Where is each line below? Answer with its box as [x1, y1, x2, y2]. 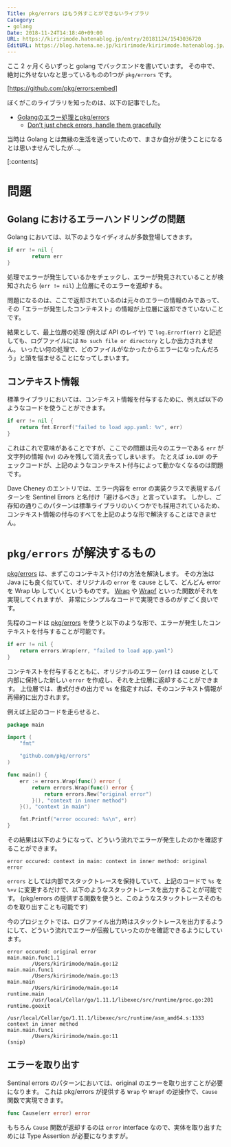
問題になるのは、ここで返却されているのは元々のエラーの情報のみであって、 [7, 296, 223, 304]
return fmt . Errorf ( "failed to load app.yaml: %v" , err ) [19, 424, 184, 431]
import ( [7, 734, 32, 741]
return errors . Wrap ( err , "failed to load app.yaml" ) [19, 647, 174, 654]
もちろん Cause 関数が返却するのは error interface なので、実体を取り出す [7, 1123, 217, 1131]
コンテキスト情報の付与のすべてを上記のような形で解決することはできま [7, 510, 211, 519]
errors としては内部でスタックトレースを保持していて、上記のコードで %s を [7, 877, 223, 885]
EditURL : [7, 42, 32, 49]
